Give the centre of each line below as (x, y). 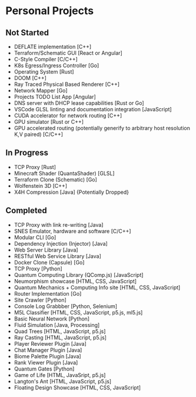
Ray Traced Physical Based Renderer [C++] (67, 84)
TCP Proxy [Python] (38, 269)
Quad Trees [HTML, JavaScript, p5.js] (60, 331)
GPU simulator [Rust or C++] (49, 122)
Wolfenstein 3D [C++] (41, 186)
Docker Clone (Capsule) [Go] (49, 262)
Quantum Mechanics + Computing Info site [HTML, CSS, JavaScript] (97, 287)
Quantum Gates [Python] (44, 369)
